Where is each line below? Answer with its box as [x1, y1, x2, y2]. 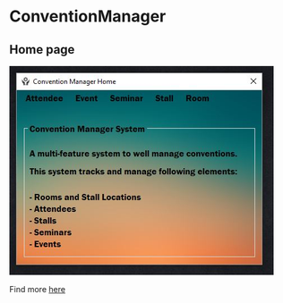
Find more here [9, 284, 65, 294]
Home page [9, 42, 75, 57]
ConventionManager [9, 6, 167, 27]
